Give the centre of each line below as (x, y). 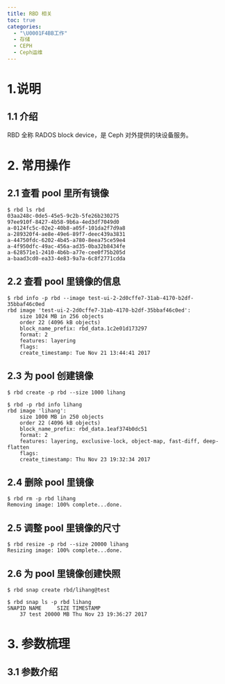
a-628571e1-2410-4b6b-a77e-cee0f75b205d (67, 252)
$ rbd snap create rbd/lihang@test (59, 590)
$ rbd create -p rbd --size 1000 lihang (67, 392)
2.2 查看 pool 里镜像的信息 (64, 281)
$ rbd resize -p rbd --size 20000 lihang (68, 544)
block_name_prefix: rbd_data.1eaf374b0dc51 (84, 429)
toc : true (22, 20)
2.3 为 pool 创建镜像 (50, 376)
